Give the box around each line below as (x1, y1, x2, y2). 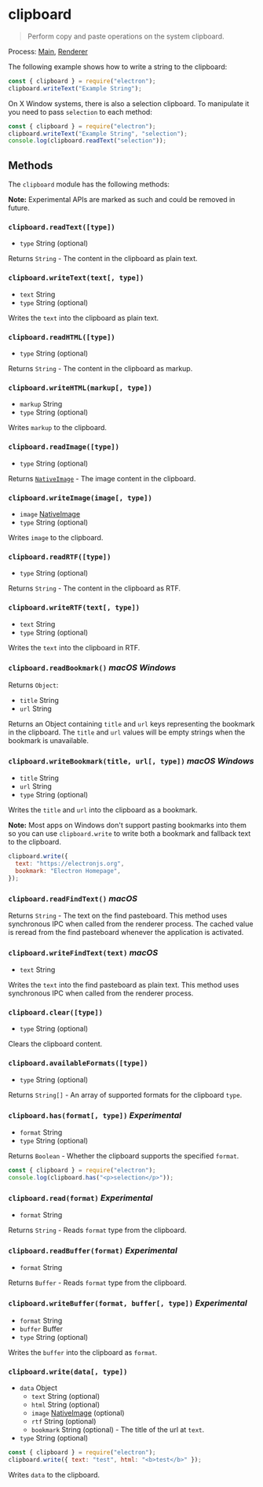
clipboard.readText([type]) (8, 223, 115, 232)
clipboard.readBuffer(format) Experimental (8, 1245, 178, 1256)
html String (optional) (31, 1400, 100, 1409)
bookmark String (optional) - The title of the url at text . (31, 1425, 205, 1434)
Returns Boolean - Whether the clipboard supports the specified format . (8, 1151, 239, 1161)
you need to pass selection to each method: (8, 107, 153, 116)
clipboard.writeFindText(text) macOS (8, 947, 159, 958)
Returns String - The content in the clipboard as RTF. (8, 583, 181, 593)
